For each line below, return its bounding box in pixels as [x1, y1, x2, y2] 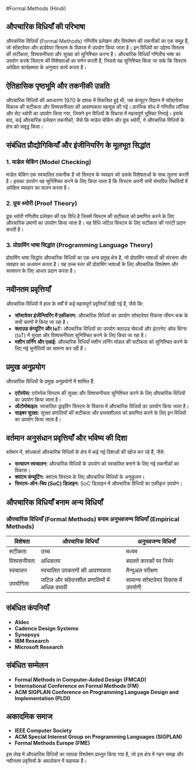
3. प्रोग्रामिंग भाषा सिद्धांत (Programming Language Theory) [6, 241, 153, 249]
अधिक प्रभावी [40, 583, 68, 591]
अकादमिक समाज [6, 711, 52, 722]
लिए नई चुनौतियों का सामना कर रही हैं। [14, 345, 86, 352]
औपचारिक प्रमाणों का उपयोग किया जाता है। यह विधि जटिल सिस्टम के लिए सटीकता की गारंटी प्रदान [6, 219, 186, 226]
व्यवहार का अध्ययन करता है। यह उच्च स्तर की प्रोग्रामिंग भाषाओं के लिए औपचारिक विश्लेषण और [6, 261, 178, 268]
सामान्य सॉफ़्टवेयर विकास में [125, 576, 183, 584]
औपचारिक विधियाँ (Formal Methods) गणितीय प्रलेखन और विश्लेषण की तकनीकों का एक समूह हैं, [6, 37, 190, 45]
